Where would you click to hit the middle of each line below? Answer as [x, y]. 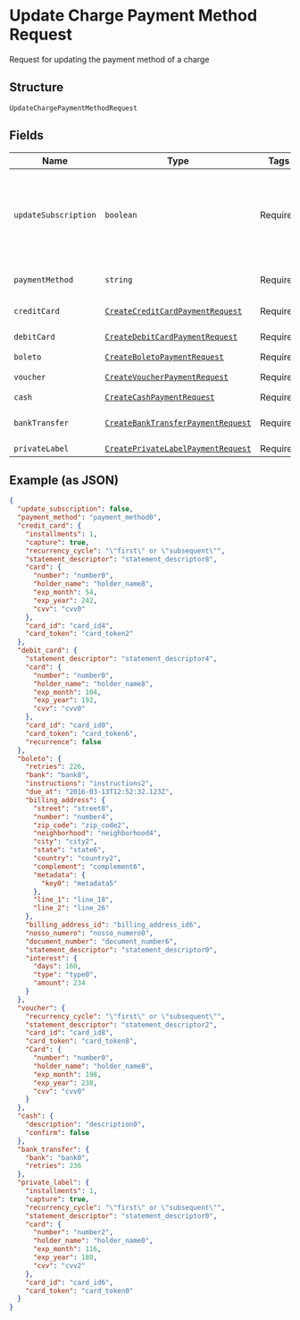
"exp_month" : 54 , [65, 592]
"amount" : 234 [59, 983]
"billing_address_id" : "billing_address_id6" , [113, 925]
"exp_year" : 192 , [65, 700]
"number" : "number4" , [73, 817]
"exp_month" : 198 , [67, 1074]
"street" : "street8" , [73, 808]
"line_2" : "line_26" [71, 909]
